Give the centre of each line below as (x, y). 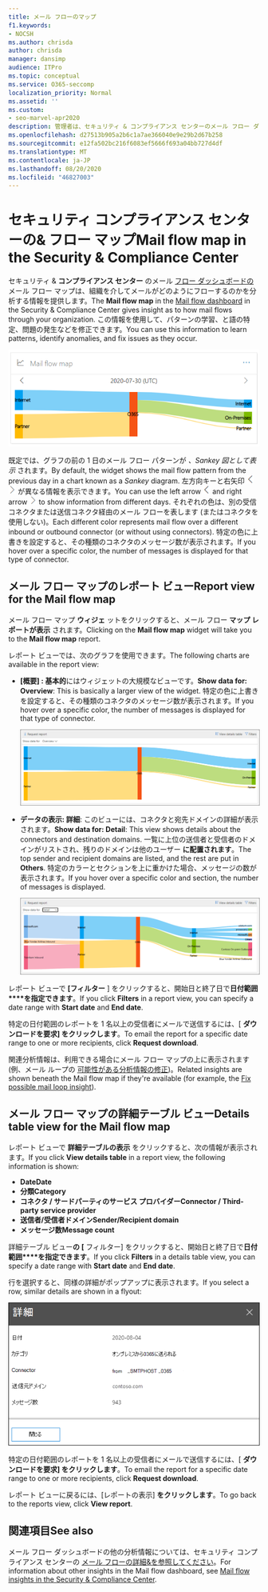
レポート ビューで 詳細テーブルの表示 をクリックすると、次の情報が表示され (133, 1147)
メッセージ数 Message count (67, 1230)
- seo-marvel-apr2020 (44, 118)
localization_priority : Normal (60, 93)
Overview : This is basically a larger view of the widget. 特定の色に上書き (139, 690)
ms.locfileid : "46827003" (51, 177)
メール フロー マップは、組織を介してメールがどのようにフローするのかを (129, 291)
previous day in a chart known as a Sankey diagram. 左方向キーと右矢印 (126, 481)
